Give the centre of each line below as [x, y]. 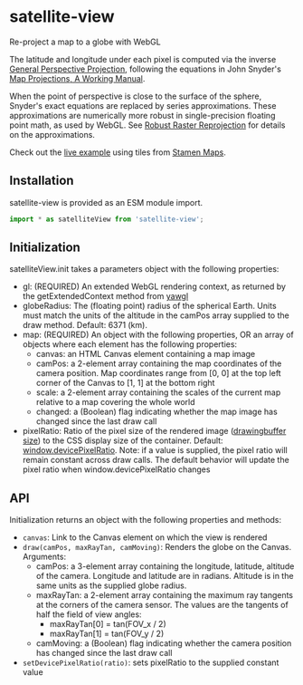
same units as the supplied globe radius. [111, 585]
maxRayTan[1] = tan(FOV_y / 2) [107, 634]
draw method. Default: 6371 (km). [85, 325]
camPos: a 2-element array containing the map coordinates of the [159, 363]
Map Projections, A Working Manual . [77, 78]
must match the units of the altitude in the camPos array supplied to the [156, 315]
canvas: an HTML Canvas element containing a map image [146, 354]
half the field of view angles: [89, 614]
